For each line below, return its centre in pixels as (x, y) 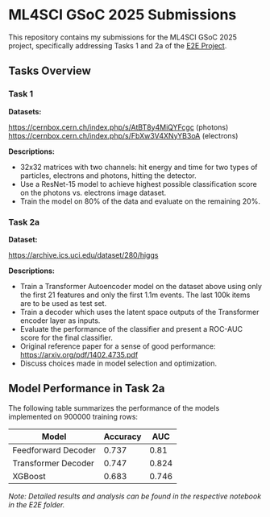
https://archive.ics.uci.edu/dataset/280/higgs (83, 254)
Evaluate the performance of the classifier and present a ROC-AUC (131, 329)
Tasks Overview (50, 71)
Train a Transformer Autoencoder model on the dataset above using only (141, 286)
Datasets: (25, 111)
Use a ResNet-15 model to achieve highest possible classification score (139, 184)
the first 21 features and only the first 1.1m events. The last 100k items (135, 295)
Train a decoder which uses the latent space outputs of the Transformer (139, 312)
